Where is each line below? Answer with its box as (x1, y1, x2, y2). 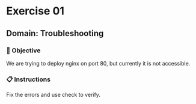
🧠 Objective (6, 46, 41, 55)
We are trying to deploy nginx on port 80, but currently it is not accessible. (6, 60, 191, 67)
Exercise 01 (6, 4, 65, 18)
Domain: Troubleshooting (6, 28, 104, 38)
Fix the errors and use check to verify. (6, 91, 101, 99)
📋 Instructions (6, 75, 51, 84)
